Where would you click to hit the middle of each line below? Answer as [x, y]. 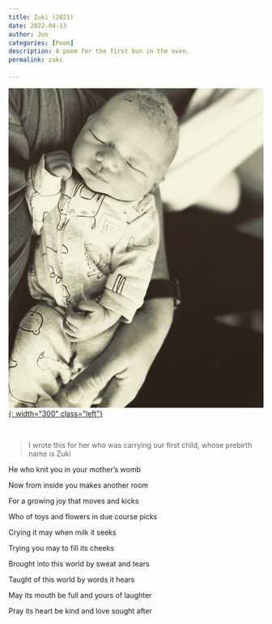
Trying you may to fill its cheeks [62, 549]
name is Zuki [49, 454]
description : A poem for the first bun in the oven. [99, 52]
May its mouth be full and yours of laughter [80, 596]
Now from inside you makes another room [79, 485]
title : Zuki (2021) [41, 17]
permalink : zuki [36, 60]
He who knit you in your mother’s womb [75, 470]
